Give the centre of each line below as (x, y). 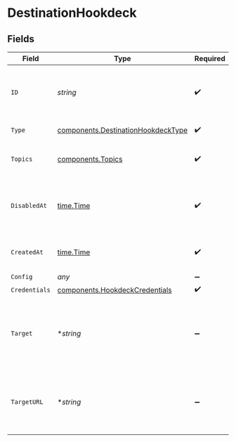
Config (22, 277)
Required (210, 59)
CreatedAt (27, 252)
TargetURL (27, 402)
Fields (21, 39)
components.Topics (90, 159)
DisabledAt (29, 206)
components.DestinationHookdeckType (123, 130)
